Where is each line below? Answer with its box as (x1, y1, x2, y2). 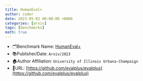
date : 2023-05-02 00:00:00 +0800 (5, 16, 73, 21)
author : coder (5, 12, 34, 17)
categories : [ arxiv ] (5, 20, 47, 26)
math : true (5, 30, 27, 35)
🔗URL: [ (12, 65, 28, 71)
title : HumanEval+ (5, 7, 42, 12)
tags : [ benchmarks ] (5, 25, 45, 30)
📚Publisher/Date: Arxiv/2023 (12, 51, 71, 57)
